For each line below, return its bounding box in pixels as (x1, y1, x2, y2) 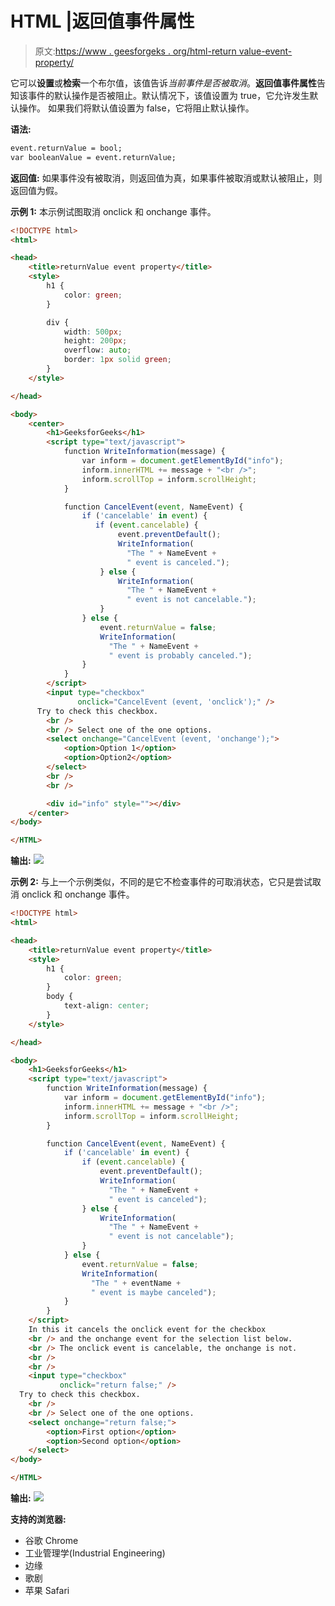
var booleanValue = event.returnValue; (10, 152, 177, 162)
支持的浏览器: (10, 1513, 67, 1526)
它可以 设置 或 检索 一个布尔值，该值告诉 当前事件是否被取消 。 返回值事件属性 (10, 77, 317, 89)
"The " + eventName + (90, 1278, 182, 1288)
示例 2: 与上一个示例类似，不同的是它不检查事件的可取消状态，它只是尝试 (10, 876, 313, 888)
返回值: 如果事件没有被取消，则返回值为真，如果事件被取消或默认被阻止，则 (10, 172, 323, 184)
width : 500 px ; (63, 327, 123, 337)
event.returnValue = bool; (10, 143, 123, 153)
